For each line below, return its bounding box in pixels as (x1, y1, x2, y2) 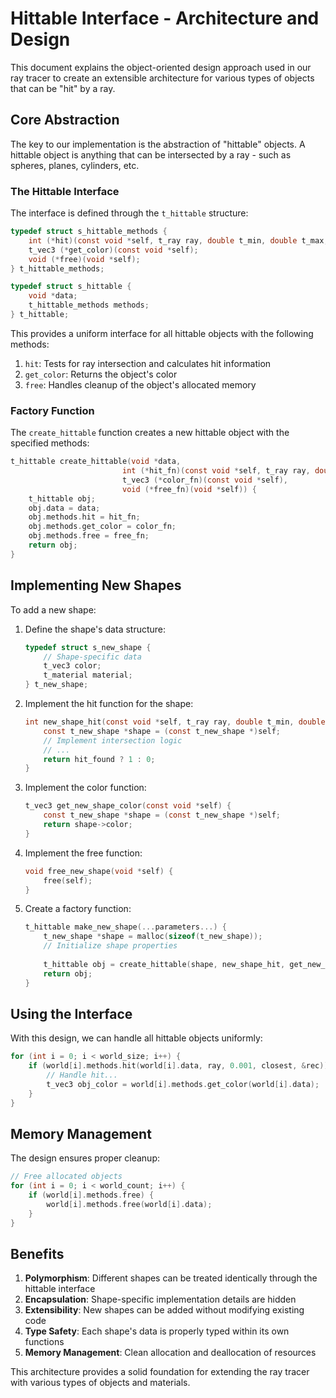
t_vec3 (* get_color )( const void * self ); (28, 245, 199, 255)
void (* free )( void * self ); (28, 254, 141, 264)
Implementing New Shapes (10, 577, 182, 594)
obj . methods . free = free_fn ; (28, 531, 150, 541)
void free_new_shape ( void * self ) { (24, 866, 174, 876)
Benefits (10, 1246, 65, 1263)
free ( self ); (43, 875, 93, 886)
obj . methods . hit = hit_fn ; (28, 512, 141, 522)
